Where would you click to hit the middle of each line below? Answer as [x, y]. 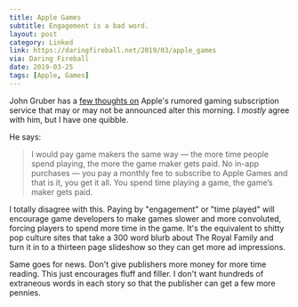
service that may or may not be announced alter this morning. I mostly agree [149, 110]
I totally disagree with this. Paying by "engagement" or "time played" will [142, 209]
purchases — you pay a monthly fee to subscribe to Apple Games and [159, 173]
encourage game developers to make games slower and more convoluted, [145, 218]
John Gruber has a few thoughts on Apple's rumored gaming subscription [145, 101]
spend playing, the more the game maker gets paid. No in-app [145, 163]
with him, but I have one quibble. [69, 119]
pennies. [25, 292]
